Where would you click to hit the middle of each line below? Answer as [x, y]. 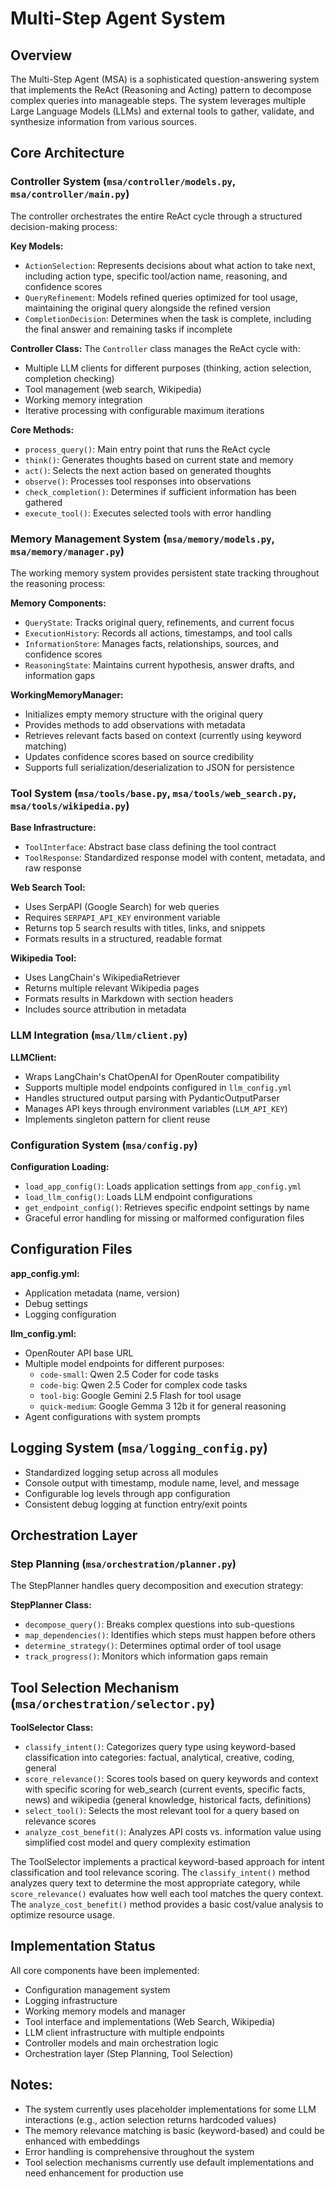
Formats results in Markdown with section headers [129, 999]
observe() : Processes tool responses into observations [138, 481]
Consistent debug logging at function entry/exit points [136, 1504]
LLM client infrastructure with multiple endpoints [124, 2032]
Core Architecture [67, 153]
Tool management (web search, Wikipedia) [113, 389]
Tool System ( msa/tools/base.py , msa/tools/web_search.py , [153, 793]
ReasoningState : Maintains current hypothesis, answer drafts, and [159, 664]
